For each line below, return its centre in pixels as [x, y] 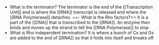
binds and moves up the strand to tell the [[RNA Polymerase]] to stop [79, 28]
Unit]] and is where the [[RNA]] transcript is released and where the [78, 12]
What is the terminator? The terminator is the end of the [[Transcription [81, 7]
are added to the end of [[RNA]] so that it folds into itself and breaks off [82, 38]
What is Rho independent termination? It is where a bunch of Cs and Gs [82, 33]
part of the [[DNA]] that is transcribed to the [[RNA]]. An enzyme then [80, 22]
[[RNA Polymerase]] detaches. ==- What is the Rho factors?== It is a [79, 17]
